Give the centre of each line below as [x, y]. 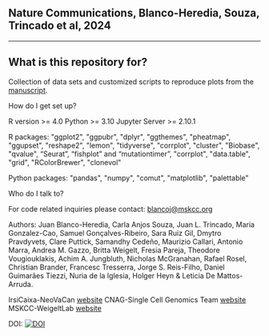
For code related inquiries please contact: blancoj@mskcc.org [110, 208]
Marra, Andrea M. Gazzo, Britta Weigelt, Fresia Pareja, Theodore [114, 250]
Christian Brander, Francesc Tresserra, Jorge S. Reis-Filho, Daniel [117, 267]
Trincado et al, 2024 [60, 26]
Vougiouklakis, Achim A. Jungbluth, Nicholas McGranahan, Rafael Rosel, [128, 258]
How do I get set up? [42, 105]
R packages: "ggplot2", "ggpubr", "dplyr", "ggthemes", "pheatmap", [120, 136]
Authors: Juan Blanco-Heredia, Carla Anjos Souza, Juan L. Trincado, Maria [131, 225]
